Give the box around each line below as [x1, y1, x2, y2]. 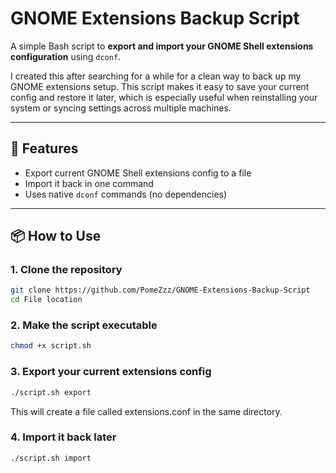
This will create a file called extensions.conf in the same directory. [10, 405, 283, 417]
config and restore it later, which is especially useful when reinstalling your [10, 91, 318, 103]
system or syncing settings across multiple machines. [10, 102, 232, 114]
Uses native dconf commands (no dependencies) [24, 188, 228, 200]
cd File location [10, 295, 83, 305]
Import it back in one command [24, 177, 154, 189]
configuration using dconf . [10, 50, 122, 62]
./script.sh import [10, 453, 92, 463]
